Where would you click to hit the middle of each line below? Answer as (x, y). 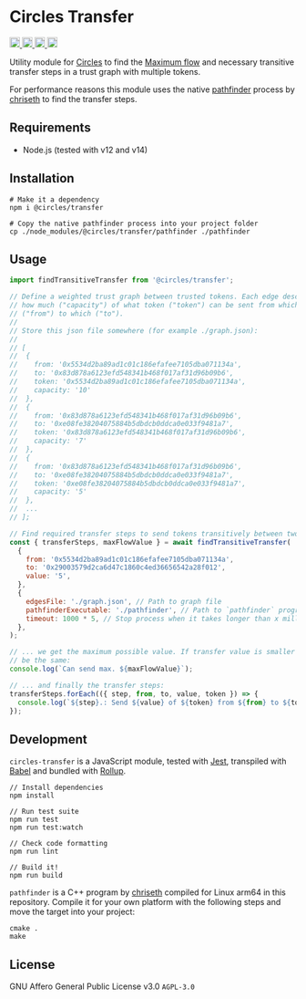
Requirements (50, 128)
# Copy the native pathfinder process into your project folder (134, 224)
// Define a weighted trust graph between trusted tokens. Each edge (144, 297)
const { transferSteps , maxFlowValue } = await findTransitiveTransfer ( (150, 542)
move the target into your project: (72, 912)
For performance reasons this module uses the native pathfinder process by (153, 89)
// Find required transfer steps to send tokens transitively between (146, 534)
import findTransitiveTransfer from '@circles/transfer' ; (122, 280)
